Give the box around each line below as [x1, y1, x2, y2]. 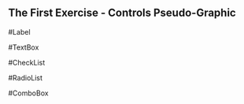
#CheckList [8, 58, 46, 67]
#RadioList [8, 72, 43, 82]
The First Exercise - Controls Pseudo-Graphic [8, 6, 236, 20]
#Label [8, 27, 31, 36]
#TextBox [8, 43, 39, 52]
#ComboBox [8, 88, 49, 98]
